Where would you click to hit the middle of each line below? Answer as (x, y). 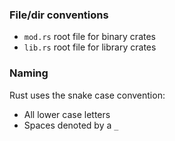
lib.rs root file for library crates (90, 47)
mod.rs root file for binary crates (89, 37)
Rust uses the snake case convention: (87, 95)
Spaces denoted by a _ (71, 125)
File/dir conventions (59, 15)
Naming (29, 73)
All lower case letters (67, 114)
